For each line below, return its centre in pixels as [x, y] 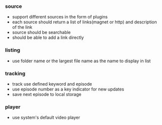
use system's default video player [46, 118]
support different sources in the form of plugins [60, 17]
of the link [22, 27]
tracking [15, 73]
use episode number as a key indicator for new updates [68, 89]
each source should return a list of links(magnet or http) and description [84, 22]
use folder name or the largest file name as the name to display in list [81, 61]
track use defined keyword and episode [52, 84]
